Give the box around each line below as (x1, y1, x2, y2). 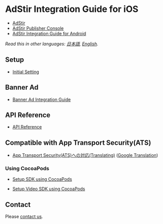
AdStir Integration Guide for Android (12, 30, 86, 36)
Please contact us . (5, 214, 43, 220)
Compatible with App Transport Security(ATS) (5, 138, 152, 147)
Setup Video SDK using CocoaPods (12, 186, 85, 192)
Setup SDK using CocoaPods (12, 176, 72, 182)
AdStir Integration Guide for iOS (5, 3, 139, 15)
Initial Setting (12, 69, 39, 75)
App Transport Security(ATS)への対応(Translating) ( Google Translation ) (12, 152, 158, 158)
